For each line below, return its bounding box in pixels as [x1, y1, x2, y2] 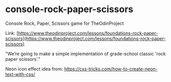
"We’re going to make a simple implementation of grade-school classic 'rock [5, 51, 166, 57]
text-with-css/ [5, 71, 35, 77]
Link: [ [5, 30, 19, 36]
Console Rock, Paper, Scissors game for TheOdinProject [5, 20, 124, 26]
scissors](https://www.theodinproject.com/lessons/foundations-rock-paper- [5, 35, 166, 42]
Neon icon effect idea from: [5, 66, 63, 72]
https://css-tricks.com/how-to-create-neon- [64, 66, 158, 72]
